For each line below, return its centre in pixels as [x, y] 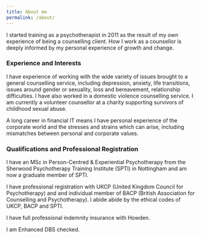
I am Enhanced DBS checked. [43, 230]
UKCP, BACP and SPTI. [35, 206]
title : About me [27, 12]
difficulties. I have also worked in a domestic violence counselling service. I [100, 96]
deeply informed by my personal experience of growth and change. [90, 48]
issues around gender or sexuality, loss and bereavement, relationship [94, 89]
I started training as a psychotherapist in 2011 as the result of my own [92, 35]
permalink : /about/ [31, 18]
